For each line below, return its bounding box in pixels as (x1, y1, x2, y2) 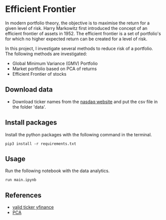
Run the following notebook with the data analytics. (5, 168, 110, 174)
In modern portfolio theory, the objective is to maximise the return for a (5, 20, 150, 26)
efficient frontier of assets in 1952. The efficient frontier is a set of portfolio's (5, 30, 161, 36)
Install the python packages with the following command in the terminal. (5, 131, 152, 137)
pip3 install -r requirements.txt (5, 141, 77, 146)
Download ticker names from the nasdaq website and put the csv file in (12, 99, 158, 105)
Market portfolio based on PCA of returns (12, 66, 97, 72)
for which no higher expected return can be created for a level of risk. (5, 36, 148, 42)
